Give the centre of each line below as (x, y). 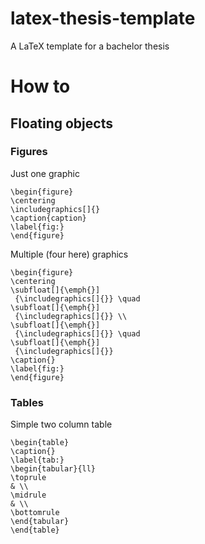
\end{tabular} (40, 522)
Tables (27, 402)
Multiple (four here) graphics (69, 254)
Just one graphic (45, 173)
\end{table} (35, 530)
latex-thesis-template (103, 18)
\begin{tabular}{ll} (53, 469)
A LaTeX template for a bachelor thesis (90, 46)
